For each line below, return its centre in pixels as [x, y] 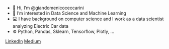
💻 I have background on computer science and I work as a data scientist [88, 19]
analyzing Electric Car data [40, 26]
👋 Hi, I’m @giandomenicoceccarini [48, 8]
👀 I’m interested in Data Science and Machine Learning [69, 13]
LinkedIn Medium [23, 41]
